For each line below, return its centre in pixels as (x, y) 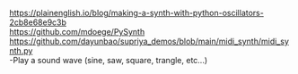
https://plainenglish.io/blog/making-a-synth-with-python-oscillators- (137, 13)
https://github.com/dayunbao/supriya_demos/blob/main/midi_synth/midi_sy (149, 41)
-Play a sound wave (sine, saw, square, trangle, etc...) (109, 60)
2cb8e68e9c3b (38, 22)
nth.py (21, 51)
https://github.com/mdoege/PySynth (77, 32)
